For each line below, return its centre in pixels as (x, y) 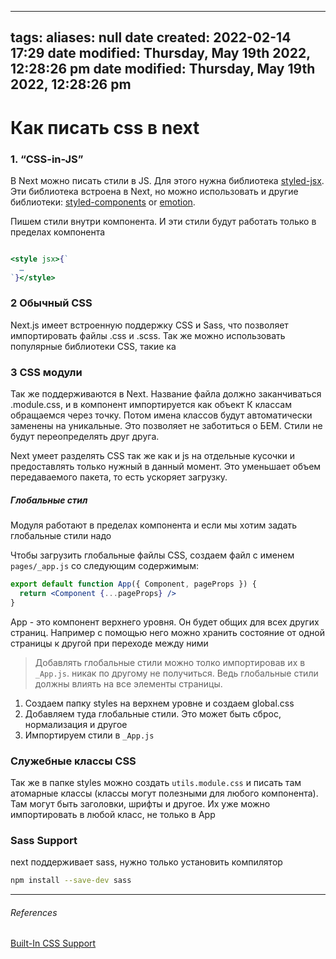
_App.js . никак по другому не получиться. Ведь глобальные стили (176, 673)
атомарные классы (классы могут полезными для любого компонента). (164, 793)
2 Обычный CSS (51, 303)
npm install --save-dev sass (71, 881)
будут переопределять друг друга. (85, 437)
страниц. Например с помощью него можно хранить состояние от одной (167, 632)
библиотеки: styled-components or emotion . (103, 202)
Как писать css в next (105, 127)
